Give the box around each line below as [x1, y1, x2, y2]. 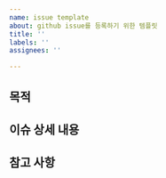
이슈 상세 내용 [9, 122, 80, 137]
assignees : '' [9, 46, 62, 55]
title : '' [9, 29, 46, 38]
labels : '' [9, 37, 50, 47]
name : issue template [9, 12, 90, 22]
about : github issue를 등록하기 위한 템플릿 [9, 21, 158, 30]
